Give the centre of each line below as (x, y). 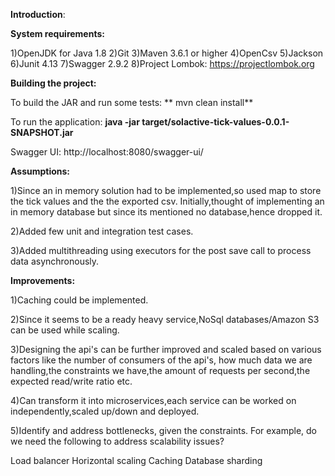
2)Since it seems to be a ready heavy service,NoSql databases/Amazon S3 (165, 319)
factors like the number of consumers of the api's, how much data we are (161, 360)
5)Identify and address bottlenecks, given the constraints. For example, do (163, 430)
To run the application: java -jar (75, 122)
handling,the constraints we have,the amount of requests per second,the (160, 370)
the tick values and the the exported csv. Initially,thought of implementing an (167, 201)
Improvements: (43, 280)
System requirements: (57, 33)
